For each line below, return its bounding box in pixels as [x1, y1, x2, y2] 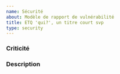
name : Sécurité [6, 8, 44, 15]
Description [6, 60, 41, 68]
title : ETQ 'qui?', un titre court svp [6, 19, 104, 25]
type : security [6, 25, 44, 31]
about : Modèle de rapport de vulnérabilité [6, 14, 115, 20]
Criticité [6, 45, 30, 53]
